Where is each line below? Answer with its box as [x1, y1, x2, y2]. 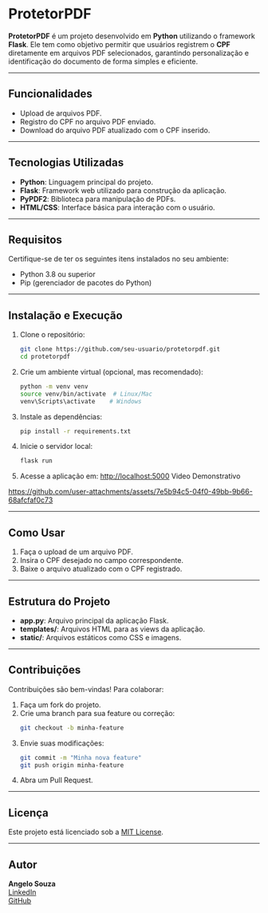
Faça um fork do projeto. [19, 699, 101, 710]
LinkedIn [8, 887, 37, 897]
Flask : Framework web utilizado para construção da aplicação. [19, 185, 227, 195]
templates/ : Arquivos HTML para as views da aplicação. [19, 624, 206, 634]
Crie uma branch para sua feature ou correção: [19, 708, 175, 718]
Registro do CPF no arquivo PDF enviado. [19, 116, 156, 126]
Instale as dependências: [19, 411, 102, 421]
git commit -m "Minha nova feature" [19, 754, 142, 761]
